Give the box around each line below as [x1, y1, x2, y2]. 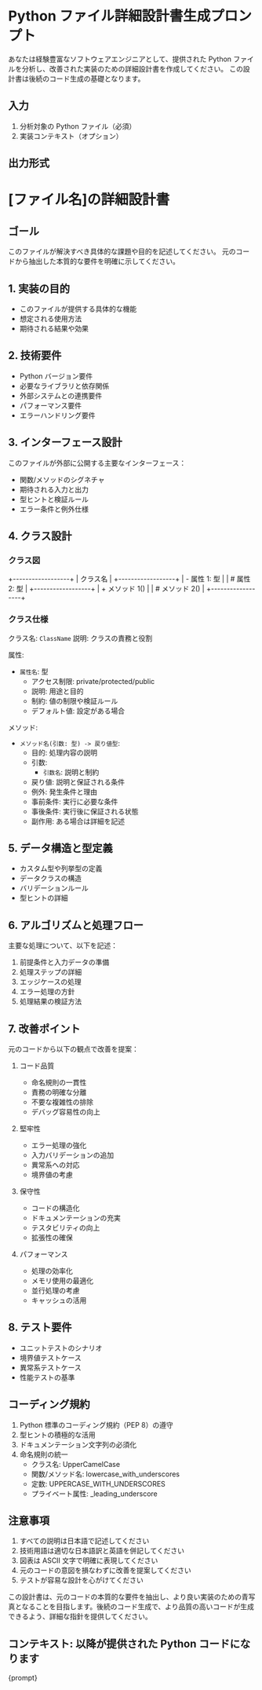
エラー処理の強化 [31, 1140, 87, 1150]
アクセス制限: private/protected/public [31, 676, 155, 686]
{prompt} [8, 1674, 38, 1683]
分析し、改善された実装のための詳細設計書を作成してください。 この [21, 64, 244, 73]
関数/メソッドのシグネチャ [19, 474, 105, 484]
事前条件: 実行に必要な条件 [31, 796, 118, 806]
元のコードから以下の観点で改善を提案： [8, 1044, 139, 1053]
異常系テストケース [19, 1363, 82, 1372]
